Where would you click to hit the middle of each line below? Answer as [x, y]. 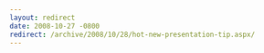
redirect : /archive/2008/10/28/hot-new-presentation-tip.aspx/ [132, 34]
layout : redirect [42, 18]
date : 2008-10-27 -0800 [55, 26]
